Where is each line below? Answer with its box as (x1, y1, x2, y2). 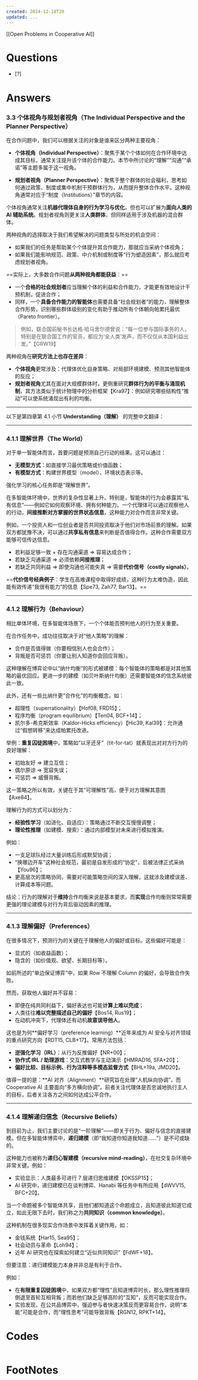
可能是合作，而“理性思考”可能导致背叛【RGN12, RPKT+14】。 (22, 1309, 169, 1316)
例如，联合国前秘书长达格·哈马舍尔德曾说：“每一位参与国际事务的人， (20, 325, 190, 332)
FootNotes (6, 1363, 59, 1377)
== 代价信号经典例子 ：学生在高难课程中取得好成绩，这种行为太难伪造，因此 (6, 576, 189, 583)
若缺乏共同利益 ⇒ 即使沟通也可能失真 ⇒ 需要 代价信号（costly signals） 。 (14, 563, 192, 571)
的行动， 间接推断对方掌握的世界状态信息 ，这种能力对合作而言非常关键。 (6, 509, 181, 516)
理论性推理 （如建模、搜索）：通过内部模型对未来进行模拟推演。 (14, 826, 167, 833)
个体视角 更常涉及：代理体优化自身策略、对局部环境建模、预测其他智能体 (14, 365, 190, 372)
